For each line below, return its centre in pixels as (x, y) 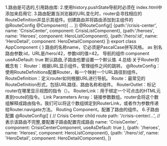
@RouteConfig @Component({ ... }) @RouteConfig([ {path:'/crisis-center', (81, 25)
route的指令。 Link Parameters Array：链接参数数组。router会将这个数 (86, 97)
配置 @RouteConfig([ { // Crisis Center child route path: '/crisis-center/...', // (83, 116)
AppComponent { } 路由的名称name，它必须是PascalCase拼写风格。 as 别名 (84, 47)
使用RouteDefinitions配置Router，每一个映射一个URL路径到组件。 (73, 72)
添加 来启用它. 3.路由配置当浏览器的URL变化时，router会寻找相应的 (74, 13)
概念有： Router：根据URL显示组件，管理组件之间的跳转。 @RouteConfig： (83, 66)
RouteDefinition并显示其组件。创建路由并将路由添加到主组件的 (69, 20)
